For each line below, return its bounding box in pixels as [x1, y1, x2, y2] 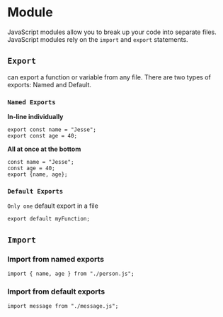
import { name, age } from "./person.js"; [7, 270, 135, 277]
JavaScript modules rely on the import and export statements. [7, 35, 189, 43]
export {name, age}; [7, 171, 69, 178]
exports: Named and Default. [7, 80, 92, 89]
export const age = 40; [7, 133, 78, 140]
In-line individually [7, 113, 64, 121]
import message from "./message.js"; [7, 303, 119, 310]
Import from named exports [7, 254, 105, 264]
